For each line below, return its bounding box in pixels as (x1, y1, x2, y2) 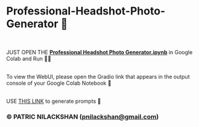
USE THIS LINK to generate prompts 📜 (6, 98, 101, 105)
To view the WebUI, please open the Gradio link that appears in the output (6, 73, 190, 80)
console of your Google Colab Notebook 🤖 (6, 79, 112, 87)
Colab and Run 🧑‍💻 (6, 55, 51, 62)
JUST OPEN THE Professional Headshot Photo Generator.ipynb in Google (6, 48, 193, 55)
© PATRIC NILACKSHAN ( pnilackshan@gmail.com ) (6, 113, 159, 121)
